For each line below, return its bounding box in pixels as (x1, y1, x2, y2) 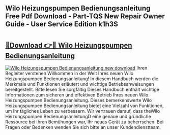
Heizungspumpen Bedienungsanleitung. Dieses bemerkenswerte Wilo (5, 97, 152, 103)
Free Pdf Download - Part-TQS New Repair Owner (5, 12, 165, 21)
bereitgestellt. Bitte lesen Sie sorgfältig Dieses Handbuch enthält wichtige (5, 86, 159, 92)
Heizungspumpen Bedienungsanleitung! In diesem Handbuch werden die (5, 76, 159, 82)
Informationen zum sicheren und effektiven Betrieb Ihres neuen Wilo (5, 92, 149, 98)
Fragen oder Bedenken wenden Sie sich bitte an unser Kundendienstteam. (5, 124, 161, 130)
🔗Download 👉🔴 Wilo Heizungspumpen (5, 41, 132, 50)
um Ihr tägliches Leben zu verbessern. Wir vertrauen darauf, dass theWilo (5, 108, 160, 114)
